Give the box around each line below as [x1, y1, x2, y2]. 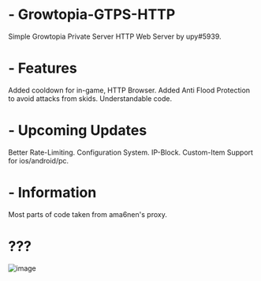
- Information [8, 184, 97, 201]
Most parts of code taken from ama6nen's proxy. [8, 209, 167, 219]
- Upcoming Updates [8, 122, 147, 140]
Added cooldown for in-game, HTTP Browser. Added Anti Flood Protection [8, 85, 251, 95]
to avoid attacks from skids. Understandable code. [8, 93, 173, 103]
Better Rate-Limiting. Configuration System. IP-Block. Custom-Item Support [8, 148, 254, 157]
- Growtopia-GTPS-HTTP [8, 6, 176, 24]
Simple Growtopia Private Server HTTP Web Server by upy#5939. [8, 32, 222, 41]
